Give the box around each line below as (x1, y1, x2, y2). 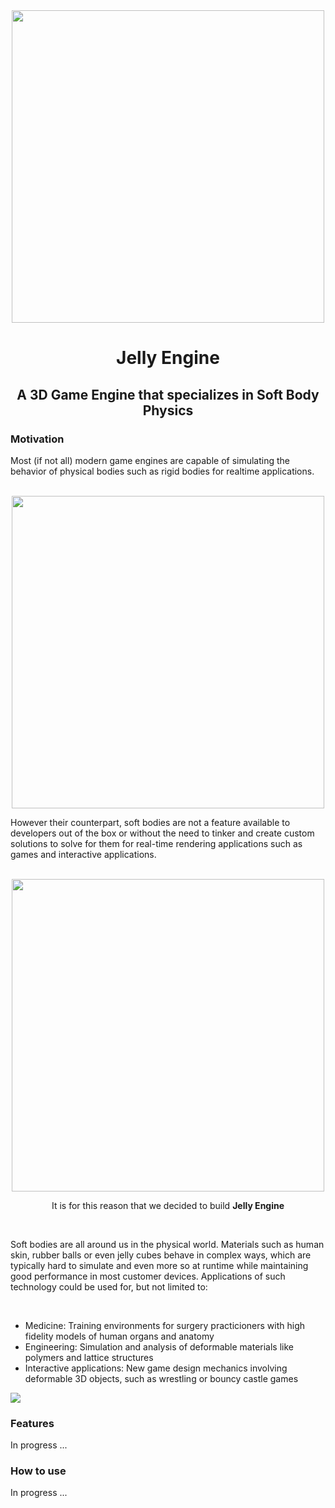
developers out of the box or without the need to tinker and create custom (10, 827, 315, 839)
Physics (142, 402, 194, 419)
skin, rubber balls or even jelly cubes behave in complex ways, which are (10, 1249, 312, 1261)
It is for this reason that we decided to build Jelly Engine (51, 1199, 285, 1211)
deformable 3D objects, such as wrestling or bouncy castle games (24, 1372, 299, 1384)
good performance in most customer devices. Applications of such (10, 1270, 286, 1282)
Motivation (10, 432, 65, 446)
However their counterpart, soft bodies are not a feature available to (10, 816, 291, 828)
